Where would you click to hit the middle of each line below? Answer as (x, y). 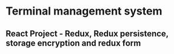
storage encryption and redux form (73, 43)
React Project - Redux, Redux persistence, (87, 34)
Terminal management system (84, 11)
